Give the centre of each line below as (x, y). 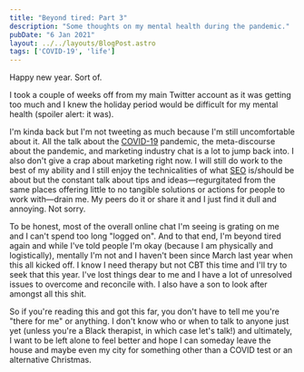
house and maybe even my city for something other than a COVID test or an (151, 350)
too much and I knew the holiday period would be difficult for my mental (144, 104)
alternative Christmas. (51, 360)
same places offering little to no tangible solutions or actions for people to (147, 190)
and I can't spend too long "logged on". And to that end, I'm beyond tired (145, 236)
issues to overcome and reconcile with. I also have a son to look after (138, 284)
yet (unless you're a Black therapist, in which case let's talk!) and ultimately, (151, 331)
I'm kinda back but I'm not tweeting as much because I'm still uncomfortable (152, 132)
